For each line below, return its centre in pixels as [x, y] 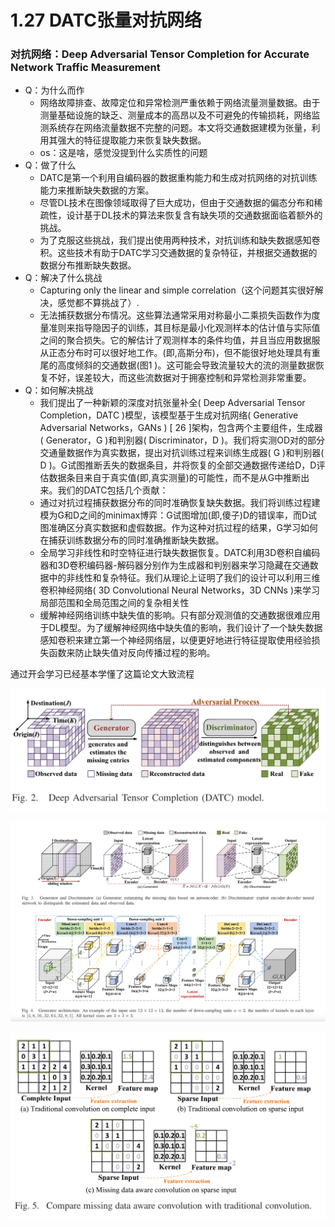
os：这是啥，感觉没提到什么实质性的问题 [123, 153]
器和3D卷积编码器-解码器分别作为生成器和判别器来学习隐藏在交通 [174, 565]
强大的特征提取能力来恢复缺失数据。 [132, 140]
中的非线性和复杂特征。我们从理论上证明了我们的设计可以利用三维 [184, 578]
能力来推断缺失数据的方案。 [97, 190]
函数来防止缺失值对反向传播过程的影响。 [132, 653]
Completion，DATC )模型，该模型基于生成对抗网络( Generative [169, 415]
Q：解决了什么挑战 [63, 278]
